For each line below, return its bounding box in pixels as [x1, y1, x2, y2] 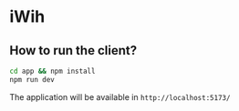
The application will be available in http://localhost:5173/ [9, 91, 231, 102]
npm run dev [9, 75, 55, 84]
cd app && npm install [9, 66, 96, 76]
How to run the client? [9, 43, 138, 58]
